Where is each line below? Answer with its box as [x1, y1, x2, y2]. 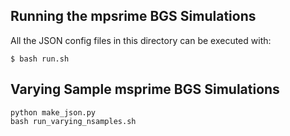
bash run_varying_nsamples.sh [10, 116, 137, 126]
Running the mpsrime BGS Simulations [10, 8, 257, 25]
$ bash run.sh [10, 54, 70, 64]
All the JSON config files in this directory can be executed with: [10, 34, 272, 46]
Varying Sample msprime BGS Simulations [10, 81, 280, 98]
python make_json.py [10, 107, 97, 118]
